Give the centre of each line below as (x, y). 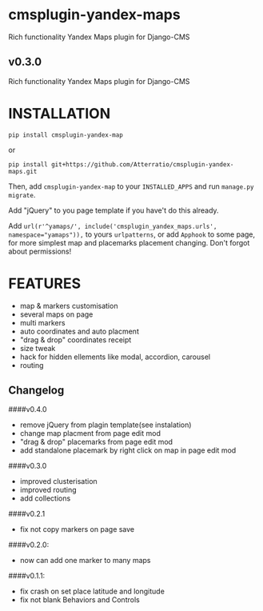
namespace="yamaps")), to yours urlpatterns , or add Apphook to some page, (132, 234)
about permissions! (40, 251)
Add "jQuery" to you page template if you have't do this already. (114, 210)
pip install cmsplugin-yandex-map (66, 135)
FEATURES (45, 284)
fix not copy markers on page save (77, 529)
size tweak (38, 348)
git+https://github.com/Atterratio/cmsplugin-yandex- (142, 164)
